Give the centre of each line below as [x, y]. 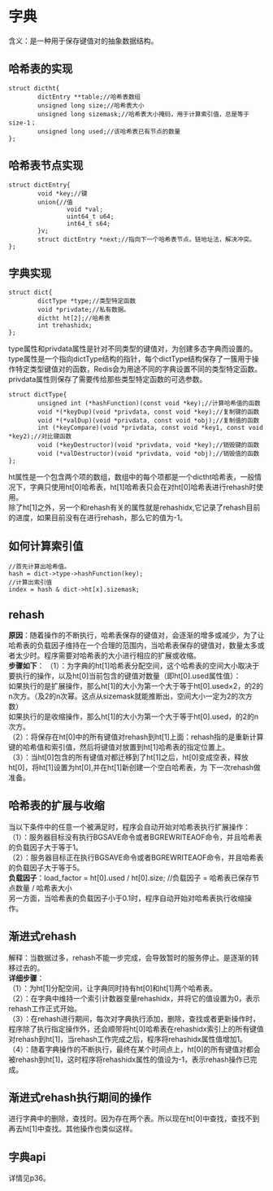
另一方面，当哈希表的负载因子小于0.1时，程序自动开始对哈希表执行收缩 [127, 898]
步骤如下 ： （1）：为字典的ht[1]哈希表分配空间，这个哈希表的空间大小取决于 [134, 666]
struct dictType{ [38, 395]
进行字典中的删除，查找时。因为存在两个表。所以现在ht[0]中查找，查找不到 [134, 1119]
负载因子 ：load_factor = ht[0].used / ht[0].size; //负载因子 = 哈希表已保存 [130, 878]
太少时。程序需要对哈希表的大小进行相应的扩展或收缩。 [108, 655]
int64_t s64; [89, 223]
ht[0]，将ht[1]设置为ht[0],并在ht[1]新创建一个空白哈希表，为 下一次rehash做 [135, 767]
